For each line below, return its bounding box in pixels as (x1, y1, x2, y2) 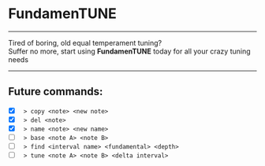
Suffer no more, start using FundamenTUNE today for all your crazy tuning (8, 46, 251, 56)
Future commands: (8, 85, 103, 98)
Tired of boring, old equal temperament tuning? (8, 38, 162, 47)
